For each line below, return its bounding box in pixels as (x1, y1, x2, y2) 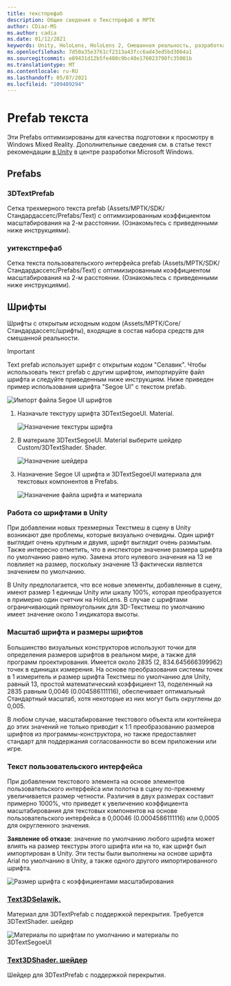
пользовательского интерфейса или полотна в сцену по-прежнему (7, 784, 205, 793)
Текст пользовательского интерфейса (7, 761, 143, 771)
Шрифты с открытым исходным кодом (7, 319, 120, 328)
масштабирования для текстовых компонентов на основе (7, 806, 177, 814)
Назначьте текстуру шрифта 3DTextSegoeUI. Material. (16, 409, 175, 417)
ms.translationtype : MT (7, 61, 76, 68)
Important (7, 347, 35, 355)
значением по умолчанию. (7, 567, 86, 576)
